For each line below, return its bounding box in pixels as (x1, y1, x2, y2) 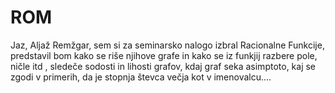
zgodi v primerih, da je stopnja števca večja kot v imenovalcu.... (10, 71, 272, 83)
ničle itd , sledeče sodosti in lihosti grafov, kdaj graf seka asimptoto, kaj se (10, 60, 317, 72)
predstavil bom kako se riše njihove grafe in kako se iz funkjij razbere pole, (10, 49, 318, 61)
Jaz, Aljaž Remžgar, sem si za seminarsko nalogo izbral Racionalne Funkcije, (10, 39, 325, 51)
